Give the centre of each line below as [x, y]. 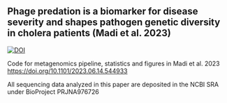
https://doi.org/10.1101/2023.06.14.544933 [67, 71]
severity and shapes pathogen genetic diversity [114, 23]
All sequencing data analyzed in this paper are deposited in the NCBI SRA [113, 84]
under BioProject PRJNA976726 [53, 92]
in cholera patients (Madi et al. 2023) [89, 33]
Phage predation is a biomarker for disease [103, 11]
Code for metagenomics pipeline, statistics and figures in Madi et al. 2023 [113, 63]
